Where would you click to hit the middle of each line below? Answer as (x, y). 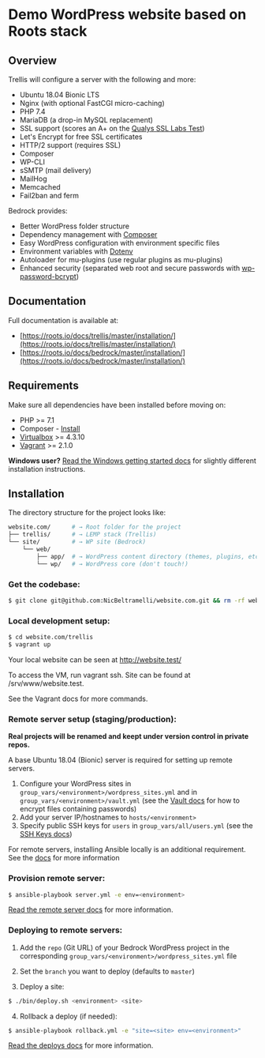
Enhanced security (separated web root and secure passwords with (130, 268)
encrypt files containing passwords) (78, 809)
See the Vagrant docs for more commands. (78, 698)
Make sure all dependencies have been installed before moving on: (117, 405)
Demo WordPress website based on (127, 15)
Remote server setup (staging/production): (93, 719)
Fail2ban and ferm (49, 196)
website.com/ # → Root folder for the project (95, 527)
